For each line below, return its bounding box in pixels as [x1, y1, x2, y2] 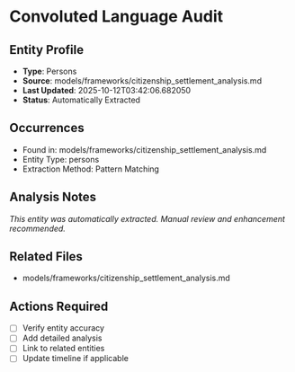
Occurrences [9, 120, 85, 136]
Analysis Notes [9, 190, 97, 205]
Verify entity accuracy [22, 323, 105, 333]
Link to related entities [22, 343, 105, 354]
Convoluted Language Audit [9, 6, 223, 27]
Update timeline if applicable [22, 353, 129, 364]
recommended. [9, 223, 66, 234]
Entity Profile [9, 42, 84, 58]
